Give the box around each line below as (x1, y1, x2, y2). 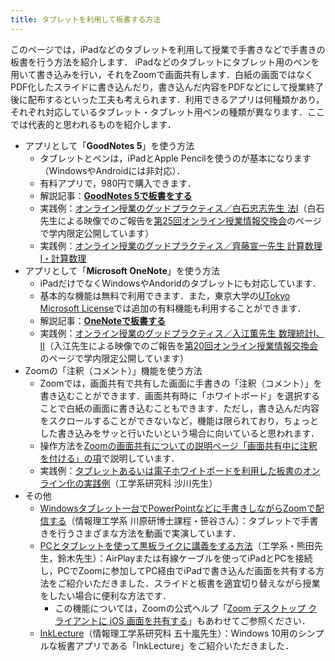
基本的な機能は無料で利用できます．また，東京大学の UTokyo (39, 289, 291, 301)
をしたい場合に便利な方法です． (39, 589, 172, 601)
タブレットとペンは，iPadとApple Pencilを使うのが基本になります (39, 152, 312, 164)
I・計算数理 (39, 252, 87, 264)
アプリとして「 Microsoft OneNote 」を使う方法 (24, 264, 220, 276)
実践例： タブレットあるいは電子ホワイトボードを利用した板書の (39, 464, 303, 476)
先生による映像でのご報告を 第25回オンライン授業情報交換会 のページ (39, 214, 322, 226)
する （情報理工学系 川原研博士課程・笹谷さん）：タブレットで (48, 514, 302, 526)
